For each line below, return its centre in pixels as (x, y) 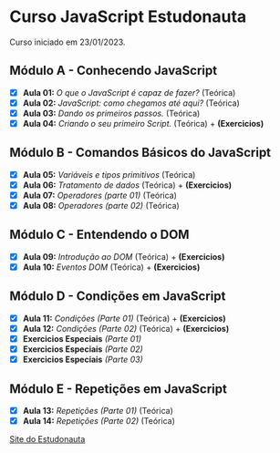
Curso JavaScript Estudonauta (128, 17)
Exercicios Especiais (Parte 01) (82, 338)
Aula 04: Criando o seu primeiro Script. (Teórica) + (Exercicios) (143, 123)
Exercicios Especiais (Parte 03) (83, 360)
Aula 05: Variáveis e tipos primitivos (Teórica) (109, 174)
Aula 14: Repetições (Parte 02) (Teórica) (99, 421)
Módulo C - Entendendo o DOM (99, 235)
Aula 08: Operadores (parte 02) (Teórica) (101, 206)
